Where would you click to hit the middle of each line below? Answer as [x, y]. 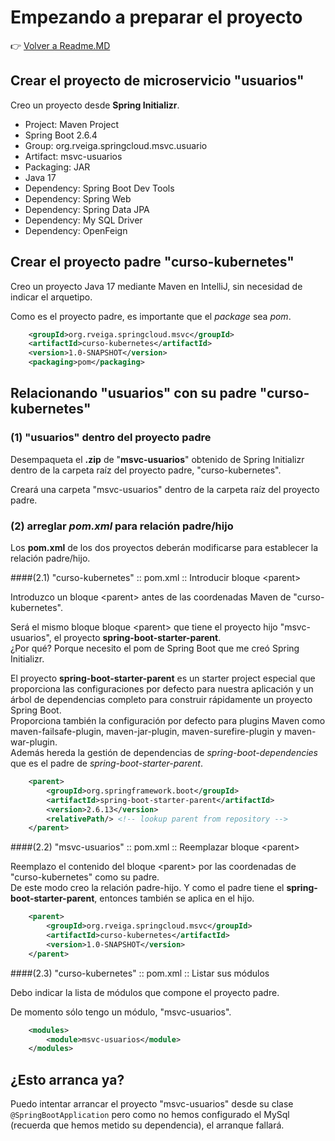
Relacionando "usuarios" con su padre [133, 393]
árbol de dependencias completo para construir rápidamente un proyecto [161, 700]
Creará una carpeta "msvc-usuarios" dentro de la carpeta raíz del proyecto [165, 489]
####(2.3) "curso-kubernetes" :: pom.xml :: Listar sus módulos [140, 973]
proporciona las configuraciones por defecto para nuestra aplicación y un [162, 689]
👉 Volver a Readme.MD [60, 45]
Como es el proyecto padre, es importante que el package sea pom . [151, 316]
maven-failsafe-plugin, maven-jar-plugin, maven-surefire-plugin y [146, 732]
